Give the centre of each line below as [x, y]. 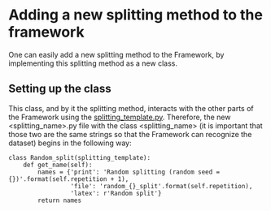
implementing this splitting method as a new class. [93, 63]
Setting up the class [60, 89]
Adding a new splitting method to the [135, 15]
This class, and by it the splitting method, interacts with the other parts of [131, 108]
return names [60, 200]
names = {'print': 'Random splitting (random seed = [129, 172]
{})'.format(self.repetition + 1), [69, 179]
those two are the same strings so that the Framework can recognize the [130, 134]
